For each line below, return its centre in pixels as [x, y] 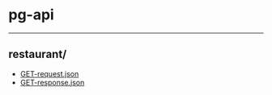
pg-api [31, 15]
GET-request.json [49, 73]
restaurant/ [38, 54]
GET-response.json [52, 82]
